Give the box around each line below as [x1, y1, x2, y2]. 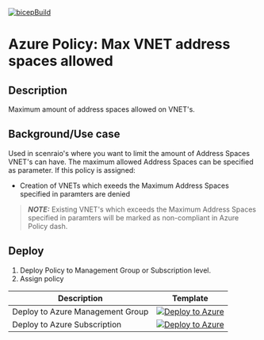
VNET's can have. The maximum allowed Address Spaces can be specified [8, 157, 254, 166]
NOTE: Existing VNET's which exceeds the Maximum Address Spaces [27, 204, 256, 214]
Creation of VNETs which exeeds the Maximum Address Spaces [19, 181, 230, 190]
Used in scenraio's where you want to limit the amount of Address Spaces [8, 148, 251, 158]
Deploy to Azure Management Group [12, 306, 149, 317]
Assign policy [19, 273, 64, 283]
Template [171, 292, 209, 304]
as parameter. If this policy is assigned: [8, 165, 136, 174]
